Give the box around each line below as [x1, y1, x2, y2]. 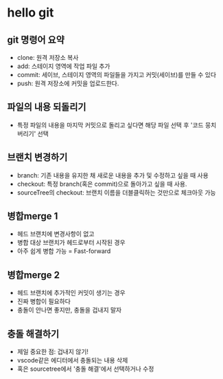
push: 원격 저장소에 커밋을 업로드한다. [16, 79, 119, 87]
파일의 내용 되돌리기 [7, 101, 86, 113]
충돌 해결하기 [7, 328, 60, 340]
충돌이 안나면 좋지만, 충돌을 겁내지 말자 [16, 306, 122, 314]
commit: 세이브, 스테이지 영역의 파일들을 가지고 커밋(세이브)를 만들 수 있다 [16, 71, 217, 78]
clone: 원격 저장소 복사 [16, 54, 79, 61]
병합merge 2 [7, 269, 60, 281]
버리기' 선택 [16, 129, 49, 138]
